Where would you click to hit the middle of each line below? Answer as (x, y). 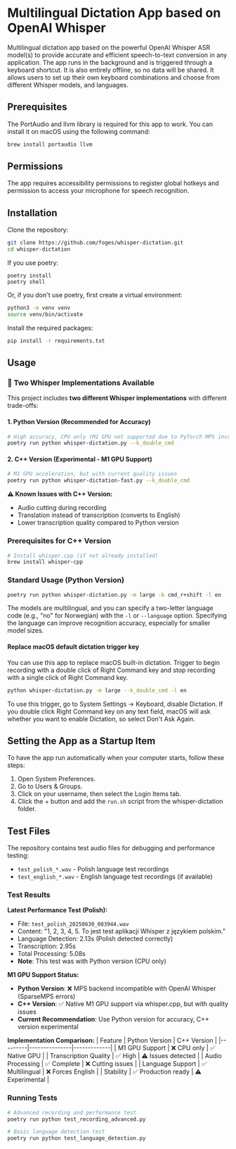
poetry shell (26, 282)
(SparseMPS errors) (46, 996)
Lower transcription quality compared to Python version (98, 523)
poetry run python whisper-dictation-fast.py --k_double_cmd (99, 480)
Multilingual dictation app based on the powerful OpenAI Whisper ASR (109, 47)
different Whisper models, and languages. (68, 85)
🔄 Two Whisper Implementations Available (81, 383)
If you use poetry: (33, 263)
